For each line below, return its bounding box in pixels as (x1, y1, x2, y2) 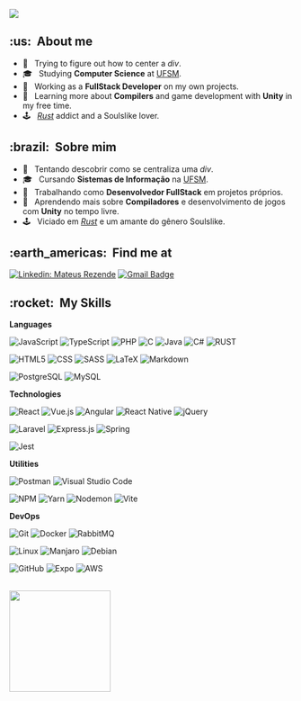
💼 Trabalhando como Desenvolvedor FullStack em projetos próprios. (22, 186, 284, 197)
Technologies (9, 389, 62, 400)
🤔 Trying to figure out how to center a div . (22, 58, 181, 68)
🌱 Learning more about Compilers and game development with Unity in (22, 90, 293, 101)
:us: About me (9, 34, 93, 49)
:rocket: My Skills (9, 295, 112, 310)
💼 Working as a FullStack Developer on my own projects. (22, 81, 240, 92)
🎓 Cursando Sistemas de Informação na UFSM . (22, 174, 208, 184)
